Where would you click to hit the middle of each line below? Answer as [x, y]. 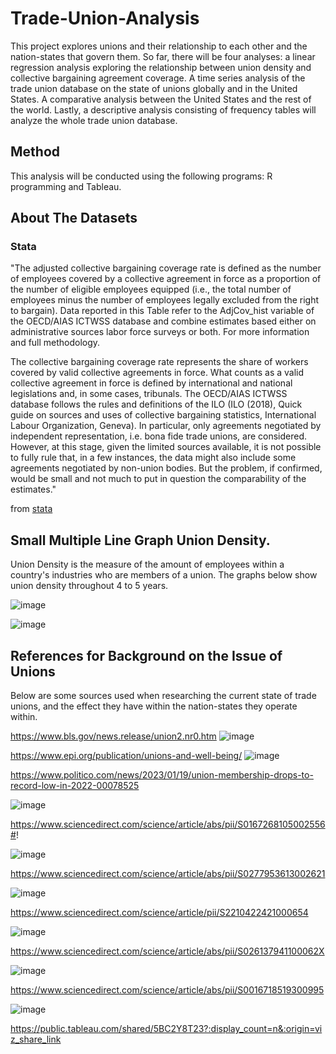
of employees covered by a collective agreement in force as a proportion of [166, 279]
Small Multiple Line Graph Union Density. [140, 540]
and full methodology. [55, 343]
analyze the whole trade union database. [94, 120]
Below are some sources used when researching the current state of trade [163, 696]
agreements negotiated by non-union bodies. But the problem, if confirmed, [166, 468]
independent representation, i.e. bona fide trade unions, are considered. [159, 436]
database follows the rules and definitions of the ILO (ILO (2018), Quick [156, 404]
